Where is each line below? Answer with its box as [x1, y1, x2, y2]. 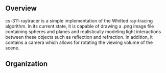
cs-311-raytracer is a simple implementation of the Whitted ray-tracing [5, 17, 153, 23]
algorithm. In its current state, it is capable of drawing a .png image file [5, 23, 154, 29]
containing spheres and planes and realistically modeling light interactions [5, 28, 161, 35]
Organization [5, 60, 48, 68]
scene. [5, 44, 20, 51]
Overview [5, 4, 37, 13]
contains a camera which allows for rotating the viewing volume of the [5, 39, 153, 45]
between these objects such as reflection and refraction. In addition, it [5, 34, 153, 40]
